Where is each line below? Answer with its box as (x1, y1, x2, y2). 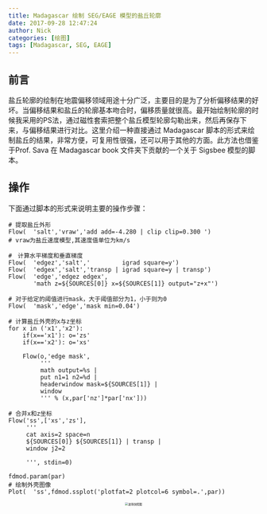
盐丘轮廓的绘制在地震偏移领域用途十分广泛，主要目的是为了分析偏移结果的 (8, 95, 252, 104)
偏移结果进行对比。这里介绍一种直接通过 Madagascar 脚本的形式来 (29, 125, 248, 135)
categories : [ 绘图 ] (8, 33, 71, 42)
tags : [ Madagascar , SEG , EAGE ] (8, 41, 112, 49)
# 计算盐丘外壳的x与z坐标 (8, 317, 82, 325)
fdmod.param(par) (8, 472, 66, 481)
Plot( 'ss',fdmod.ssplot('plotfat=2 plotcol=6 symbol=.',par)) (8, 488, 226, 496)
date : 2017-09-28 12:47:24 (8, 19, 98, 27)
